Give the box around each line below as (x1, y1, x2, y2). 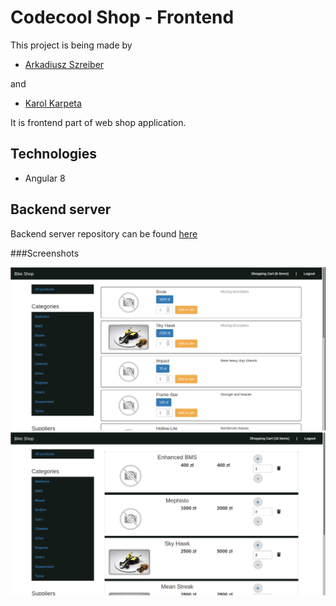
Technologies (10, 146, 98, 163)
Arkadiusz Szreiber (24, 58, 105, 70)
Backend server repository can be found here (10, 227, 198, 240)
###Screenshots (10, 247, 80, 259)
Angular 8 (24, 172, 66, 184)
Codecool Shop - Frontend (10, 6, 235, 29)
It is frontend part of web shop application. (10, 116, 187, 128)
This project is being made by (10, 39, 133, 51)
